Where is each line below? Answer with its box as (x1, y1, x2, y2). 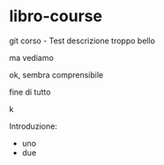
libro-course (9, 6, 103, 26)
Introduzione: (9, 121, 57, 131)
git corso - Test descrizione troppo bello (9, 35, 156, 46)
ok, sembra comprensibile (9, 69, 104, 80)
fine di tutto (9, 86, 51, 97)
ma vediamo (9, 52, 55, 63)
